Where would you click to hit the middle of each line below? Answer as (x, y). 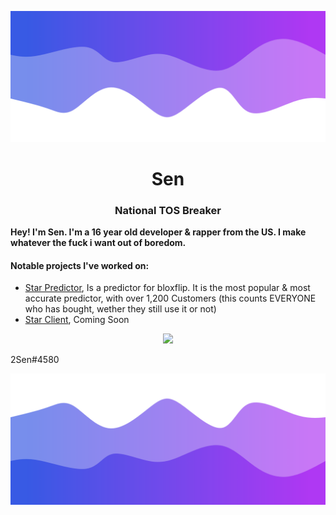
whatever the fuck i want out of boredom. (98, 243)
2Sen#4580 (35, 360)
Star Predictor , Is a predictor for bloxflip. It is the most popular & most (167, 288)
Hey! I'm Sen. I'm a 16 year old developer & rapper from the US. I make (158, 232)
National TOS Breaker (168, 210)
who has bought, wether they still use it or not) (120, 309)
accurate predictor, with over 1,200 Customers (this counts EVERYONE (170, 298)
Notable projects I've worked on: (80, 265)
